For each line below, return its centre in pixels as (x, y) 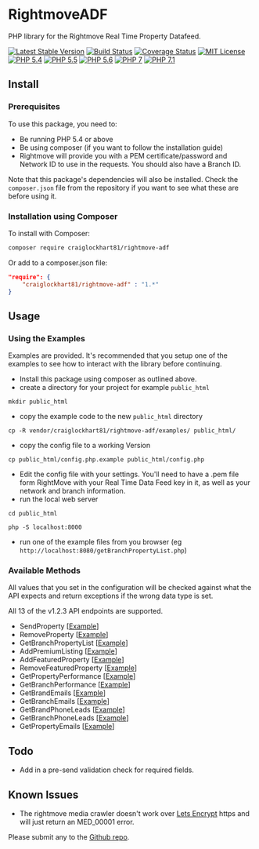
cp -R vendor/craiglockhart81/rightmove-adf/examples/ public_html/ (122, 431)
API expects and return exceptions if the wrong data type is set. (111, 596)
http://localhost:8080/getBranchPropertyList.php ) (103, 550)
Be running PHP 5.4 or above (66, 139)
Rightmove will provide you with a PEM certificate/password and (123, 155)
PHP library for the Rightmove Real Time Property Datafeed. (104, 36)
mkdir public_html (38, 402)
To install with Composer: (49, 233)
